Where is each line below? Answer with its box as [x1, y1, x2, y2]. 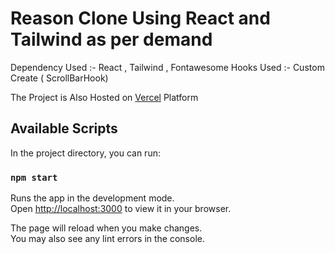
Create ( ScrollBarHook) [10, 72, 109, 84]
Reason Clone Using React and [10, 7, 271, 30]
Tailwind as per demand [10, 28, 213, 51]
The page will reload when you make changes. [10, 222, 203, 234]
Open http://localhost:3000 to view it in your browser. [10, 203, 232, 215]
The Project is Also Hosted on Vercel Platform [10, 91, 199, 103]
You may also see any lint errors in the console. [10, 233, 205, 245]
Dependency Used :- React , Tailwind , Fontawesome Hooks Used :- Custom [10, 61, 325, 73]
